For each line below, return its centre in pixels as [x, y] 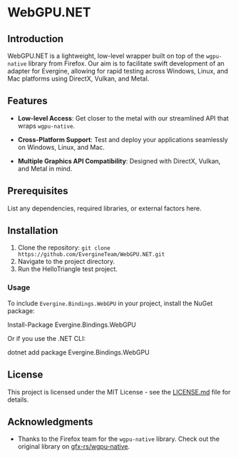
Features [27, 101]
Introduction [36, 39]
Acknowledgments [51, 422]
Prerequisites [38, 191]
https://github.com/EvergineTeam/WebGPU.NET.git [91, 255]
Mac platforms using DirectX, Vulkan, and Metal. [78, 78]
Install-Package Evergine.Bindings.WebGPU [72, 325]
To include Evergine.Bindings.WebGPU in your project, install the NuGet [110, 303]
